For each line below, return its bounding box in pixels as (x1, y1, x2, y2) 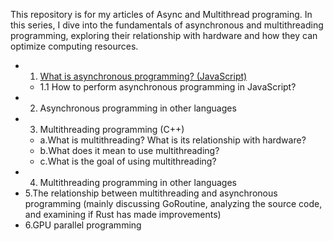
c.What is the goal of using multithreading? (39, 155, 217, 167)
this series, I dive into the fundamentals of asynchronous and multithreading (10, 19, 324, 31)
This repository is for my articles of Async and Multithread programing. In (10, 9, 313, 20)
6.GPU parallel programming (24, 219, 142, 231)
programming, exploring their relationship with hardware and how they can (10, 30, 318, 41)
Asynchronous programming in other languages (39, 102, 237, 114)
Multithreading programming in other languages (39, 177, 237, 188)
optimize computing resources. (10, 40, 139, 52)
